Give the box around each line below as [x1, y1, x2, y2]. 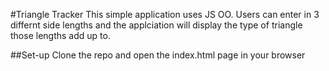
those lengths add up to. [10, 30, 111, 41]
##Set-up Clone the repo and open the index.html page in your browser [10, 49, 306, 61]
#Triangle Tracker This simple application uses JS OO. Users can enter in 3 [10, 9, 320, 20]
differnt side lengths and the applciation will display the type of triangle [10, 19, 303, 31]
